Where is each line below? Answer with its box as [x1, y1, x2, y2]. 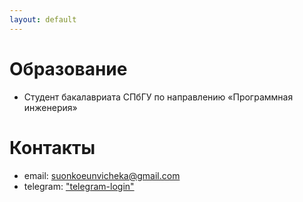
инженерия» [23, 101, 78, 113]
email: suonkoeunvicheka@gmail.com [23, 169, 181, 181]
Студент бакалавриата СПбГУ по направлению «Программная [23, 91, 294, 103]
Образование [9, 57, 128, 80]
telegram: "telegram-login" [23, 180, 135, 192]
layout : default [9, 14, 77, 25]
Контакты [9, 136, 96, 159]
